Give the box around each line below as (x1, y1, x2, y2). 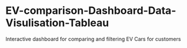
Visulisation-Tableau (5, 16, 109, 29)
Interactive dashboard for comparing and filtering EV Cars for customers (5, 35, 181, 42)
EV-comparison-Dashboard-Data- (5, 4, 176, 17)
